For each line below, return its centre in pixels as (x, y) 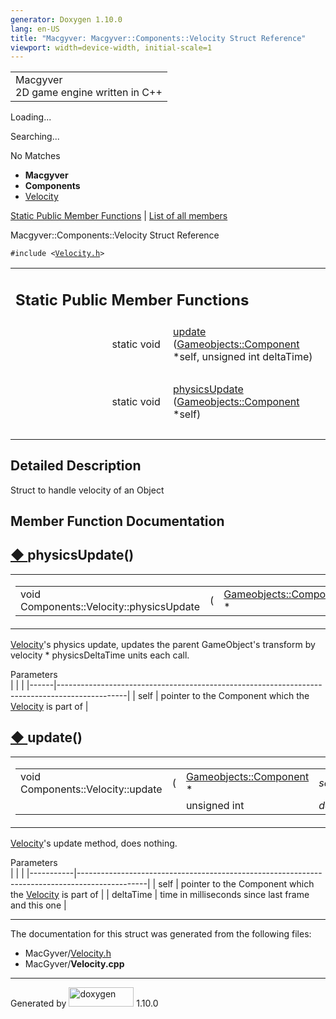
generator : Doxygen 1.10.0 (66, 19)
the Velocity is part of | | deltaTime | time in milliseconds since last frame (160, 894)
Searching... (35, 137)
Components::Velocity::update (91, 789)
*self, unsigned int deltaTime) (243, 356)
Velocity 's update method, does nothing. (94, 843)
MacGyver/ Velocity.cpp (74, 963)
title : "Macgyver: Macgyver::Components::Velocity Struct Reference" (158, 38)
